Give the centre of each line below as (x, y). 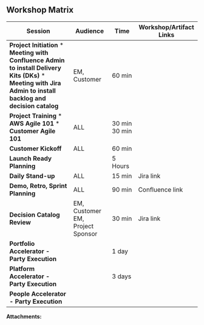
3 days (122, 276)
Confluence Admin (37, 60)
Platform (22, 268)
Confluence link (161, 189)
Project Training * (36, 116)
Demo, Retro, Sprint (38, 186)
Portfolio (22, 243)
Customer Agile (32, 131)
